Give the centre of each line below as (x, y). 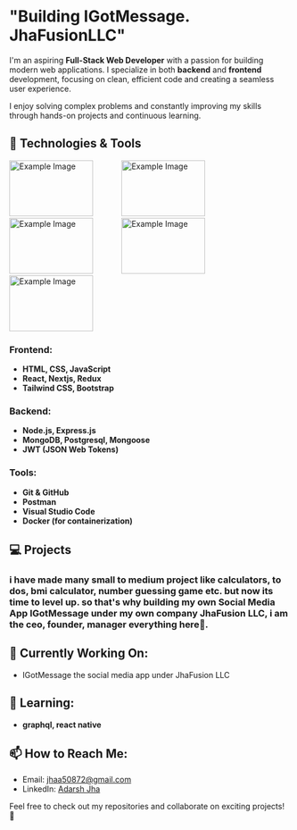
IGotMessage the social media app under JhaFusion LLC (126, 675)
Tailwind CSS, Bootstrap (68, 388)
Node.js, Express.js (59, 431)
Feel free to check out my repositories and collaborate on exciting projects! (147, 807)
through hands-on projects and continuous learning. (105, 115)
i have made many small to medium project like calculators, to (145, 580)
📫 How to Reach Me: (68, 754)
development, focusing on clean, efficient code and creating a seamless (142, 79)
